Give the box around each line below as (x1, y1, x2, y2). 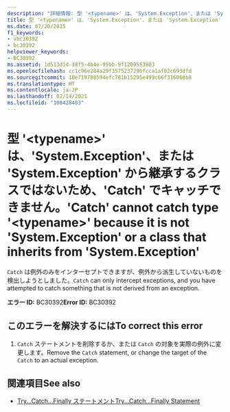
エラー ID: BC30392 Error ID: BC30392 (7, 298, 117, 306)
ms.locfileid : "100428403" (7, 100, 84, 106)
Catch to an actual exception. (16, 356, 99, 364)
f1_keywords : (7, 29, 45, 36)
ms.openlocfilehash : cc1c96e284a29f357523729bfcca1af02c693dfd (7, 67, 192, 74)
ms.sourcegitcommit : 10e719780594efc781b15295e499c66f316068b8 (7, 73, 192, 81)
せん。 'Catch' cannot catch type (30, 200, 219, 216)
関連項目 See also (7, 378, 81, 389)
